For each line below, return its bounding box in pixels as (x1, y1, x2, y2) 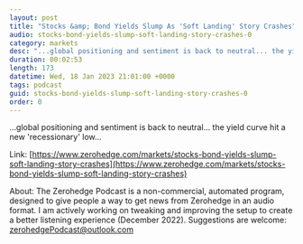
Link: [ (9, 149, 33, 160)
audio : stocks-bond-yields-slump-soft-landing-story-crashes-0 (9, 30, 252, 39)
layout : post (9, 13, 59, 23)
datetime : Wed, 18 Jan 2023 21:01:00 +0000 (9, 72, 176, 81)
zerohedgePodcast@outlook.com (9, 224, 134, 235)
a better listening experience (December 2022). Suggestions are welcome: (9, 214, 287, 226)
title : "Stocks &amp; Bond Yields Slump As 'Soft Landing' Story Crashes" (9, 22, 297, 31)
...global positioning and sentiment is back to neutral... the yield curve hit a (9, 122, 286, 133)
